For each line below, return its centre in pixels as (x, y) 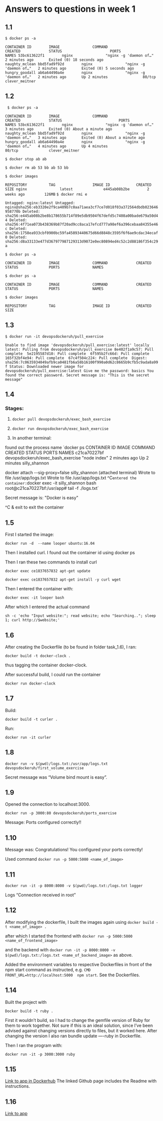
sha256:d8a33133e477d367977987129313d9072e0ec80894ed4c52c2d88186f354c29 (82, 241)
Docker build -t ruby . (29, 1011)
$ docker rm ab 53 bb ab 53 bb (37, 168)
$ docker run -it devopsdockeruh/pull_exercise (54, 336)
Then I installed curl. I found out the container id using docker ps (70, 553)
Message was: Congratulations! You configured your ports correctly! (74, 850)
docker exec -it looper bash (35, 598)
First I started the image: (30, 535)
